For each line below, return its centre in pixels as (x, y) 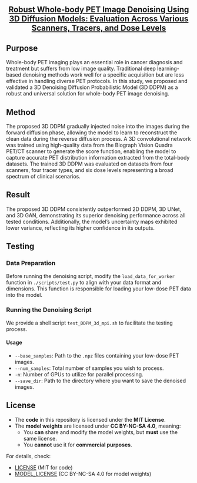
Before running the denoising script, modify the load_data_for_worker (91, 276)
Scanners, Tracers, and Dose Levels (99, 28)
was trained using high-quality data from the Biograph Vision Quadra (89, 145)
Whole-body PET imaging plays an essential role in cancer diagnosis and (94, 62)
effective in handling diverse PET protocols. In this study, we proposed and (97, 81)
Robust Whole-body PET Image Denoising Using (99, 10)
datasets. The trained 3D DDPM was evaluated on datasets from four (90, 164)
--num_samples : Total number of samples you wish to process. (89, 368)
